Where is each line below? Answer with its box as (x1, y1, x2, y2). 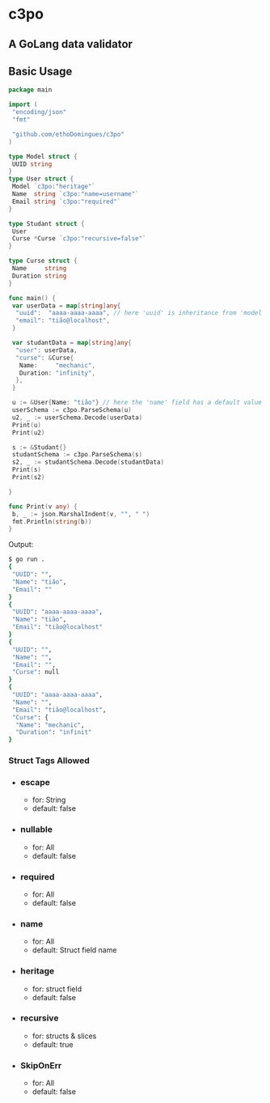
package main (8, 86, 53, 94)
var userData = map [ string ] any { (11, 301, 121, 310)
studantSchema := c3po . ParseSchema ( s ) (11, 451, 143, 459)
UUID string (11, 159, 53, 168)
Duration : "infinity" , (19, 369, 95, 377)
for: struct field (32, 984, 82, 994)
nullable (19, 824, 53, 835)
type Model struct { (8, 152, 78, 160)
